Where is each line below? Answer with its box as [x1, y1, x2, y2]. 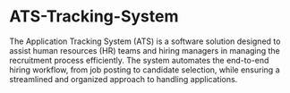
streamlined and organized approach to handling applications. [9, 73, 238, 84]
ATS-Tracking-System [9, 6, 179, 27]
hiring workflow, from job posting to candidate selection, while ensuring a [9, 64, 280, 75]
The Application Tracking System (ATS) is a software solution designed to [9, 36, 281, 46]
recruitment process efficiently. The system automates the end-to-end [9, 55, 269, 65]
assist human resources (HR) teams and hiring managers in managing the [9, 45, 280, 55]
